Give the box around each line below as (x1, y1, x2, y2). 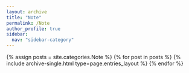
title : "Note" (6, 14, 42, 21)
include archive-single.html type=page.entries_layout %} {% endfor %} (6, 60, 184, 67)
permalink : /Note (6, 20, 50, 26)
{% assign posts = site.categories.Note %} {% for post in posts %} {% (6, 54, 181, 60)
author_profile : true (6, 25, 61, 32)
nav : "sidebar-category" (11, 37, 74, 43)
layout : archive (6, 8, 47, 15)
